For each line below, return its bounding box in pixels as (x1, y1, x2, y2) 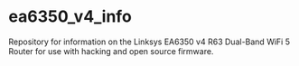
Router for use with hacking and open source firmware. (8, 45, 214, 56)
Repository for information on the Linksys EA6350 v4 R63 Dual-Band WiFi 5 (8, 36, 291, 47)
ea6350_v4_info (8, 6, 132, 27)
